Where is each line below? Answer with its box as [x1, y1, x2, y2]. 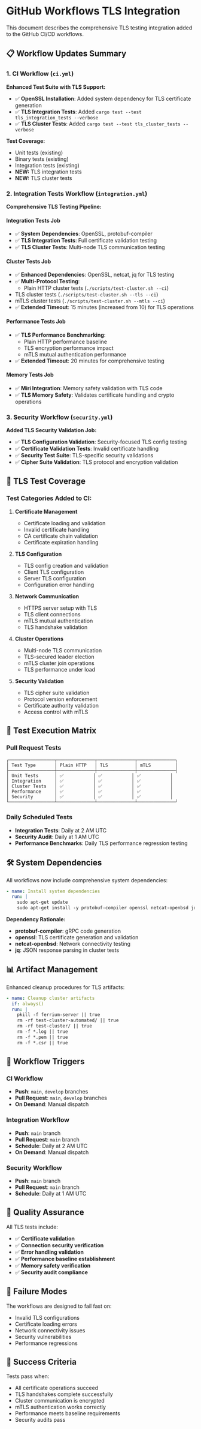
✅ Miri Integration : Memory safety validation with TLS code [14, 384, 163, 391]
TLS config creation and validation [23, 562, 109, 569]
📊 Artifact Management [6, 964, 98, 975]
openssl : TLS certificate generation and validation [14, 934, 139, 941]
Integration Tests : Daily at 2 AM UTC [14, 826, 107, 834]
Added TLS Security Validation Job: [6, 427, 97, 434]
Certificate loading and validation [23, 519, 106, 526]
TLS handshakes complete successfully [14, 1391, 114, 1398]
